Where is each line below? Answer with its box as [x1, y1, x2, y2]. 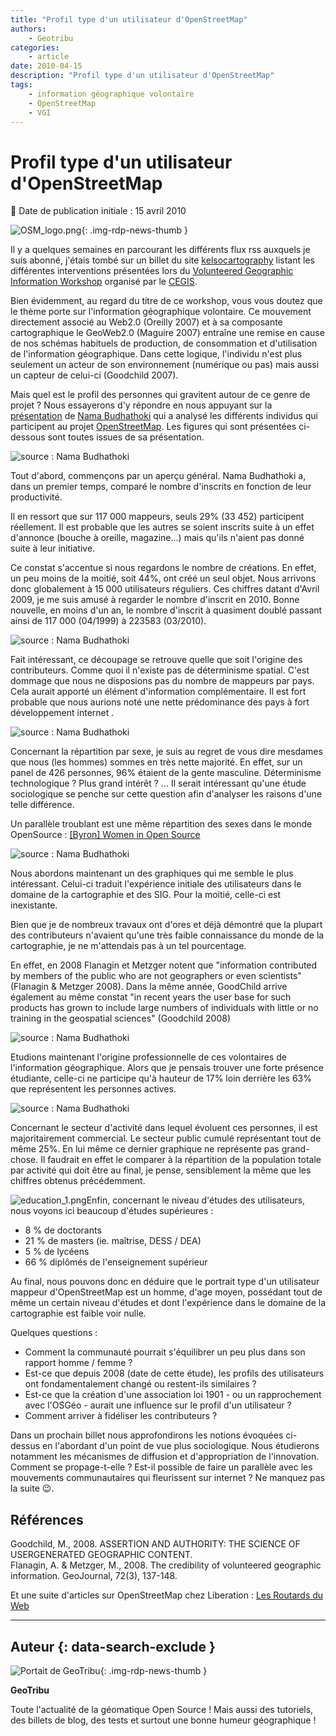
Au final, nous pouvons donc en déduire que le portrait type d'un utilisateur [10, 1276, 320, 1288]
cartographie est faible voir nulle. [10, 1307, 147, 1320]
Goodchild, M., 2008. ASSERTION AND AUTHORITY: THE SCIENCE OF [10, 1538, 301, 1550]
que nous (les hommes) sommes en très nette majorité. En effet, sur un [10, 756, 303, 768]
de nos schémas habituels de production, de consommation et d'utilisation [10, 337, 318, 350]
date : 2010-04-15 [10, 61, 83, 71]
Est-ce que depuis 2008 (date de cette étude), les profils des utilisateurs [24, 1367, 325, 1380]
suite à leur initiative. [10, 542, 96, 555]
